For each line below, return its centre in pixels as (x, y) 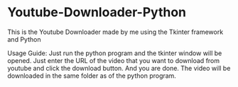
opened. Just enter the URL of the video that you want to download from (114, 60)
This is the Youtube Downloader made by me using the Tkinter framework (115, 32)
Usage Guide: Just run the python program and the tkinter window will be (115, 53)
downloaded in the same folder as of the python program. (92, 76)
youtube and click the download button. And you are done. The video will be (119, 68)
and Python (24, 39)
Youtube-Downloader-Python (97, 12)
